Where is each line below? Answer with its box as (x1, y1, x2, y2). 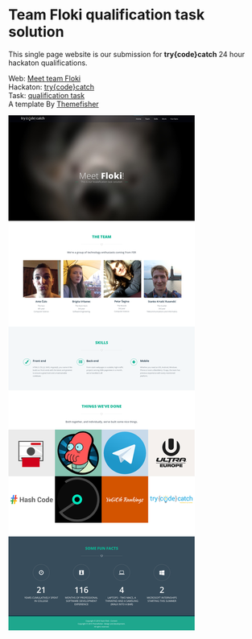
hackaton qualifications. (8, 58, 88, 68)
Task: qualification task (8, 90, 85, 100)
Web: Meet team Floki (8, 73, 81, 83)
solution (8, 23, 64, 41)
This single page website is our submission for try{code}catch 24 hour (8, 49, 246, 59)
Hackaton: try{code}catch (8, 82, 95, 92)
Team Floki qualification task (8, 6, 205, 24)
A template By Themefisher (8, 99, 99, 109)
